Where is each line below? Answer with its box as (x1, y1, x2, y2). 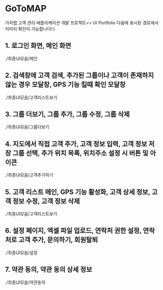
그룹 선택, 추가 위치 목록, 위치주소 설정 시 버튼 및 (12, 149, 149, 157)
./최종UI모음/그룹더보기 (5, 124, 50, 130)
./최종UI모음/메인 (5, 55, 38, 61)
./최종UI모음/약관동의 (5, 279, 46, 285)
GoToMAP (5, 3, 47, 14)
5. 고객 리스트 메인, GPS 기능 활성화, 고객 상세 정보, (5, 188, 150, 196)
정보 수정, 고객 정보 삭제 (12, 197, 80, 205)
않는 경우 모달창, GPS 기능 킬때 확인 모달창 (5, 80, 126, 89)
